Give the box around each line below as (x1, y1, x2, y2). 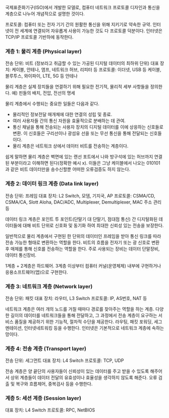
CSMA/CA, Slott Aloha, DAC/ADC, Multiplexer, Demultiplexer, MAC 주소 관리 (5, 199, 162, 205)
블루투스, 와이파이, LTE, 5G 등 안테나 (5, 73, 78, 79)
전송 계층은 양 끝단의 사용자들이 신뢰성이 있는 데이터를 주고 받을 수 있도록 (5, 368, 149, 375)
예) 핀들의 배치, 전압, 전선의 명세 (12, 90, 76, 96)
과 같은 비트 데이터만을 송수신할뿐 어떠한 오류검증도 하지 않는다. (5, 166, 131, 173)
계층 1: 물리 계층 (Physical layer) (5, 47, 82, 55)
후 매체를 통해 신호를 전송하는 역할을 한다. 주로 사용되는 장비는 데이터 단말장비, (5, 245, 160, 251)
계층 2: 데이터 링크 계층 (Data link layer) (5, 180, 99, 187)
